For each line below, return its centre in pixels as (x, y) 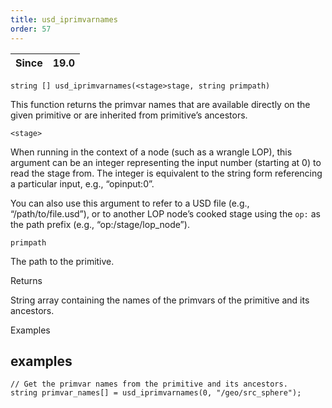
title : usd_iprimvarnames (64, 19)
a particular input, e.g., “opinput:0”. (82, 183)
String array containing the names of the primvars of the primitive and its (160, 300)
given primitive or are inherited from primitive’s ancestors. (129, 115)
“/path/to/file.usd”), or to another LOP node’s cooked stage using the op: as (165, 213)
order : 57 (31, 29)
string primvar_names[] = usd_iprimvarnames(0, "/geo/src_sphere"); (156, 393)
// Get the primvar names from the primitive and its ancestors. (149, 384)
